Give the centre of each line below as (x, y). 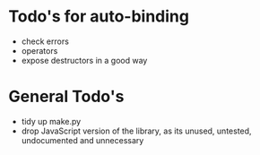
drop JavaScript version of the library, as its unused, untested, (136, 131)
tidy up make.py (51, 121)
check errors (45, 41)
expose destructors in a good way (84, 60)
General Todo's (66, 97)
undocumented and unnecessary (82, 140)
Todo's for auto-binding (99, 17)
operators (39, 50)
